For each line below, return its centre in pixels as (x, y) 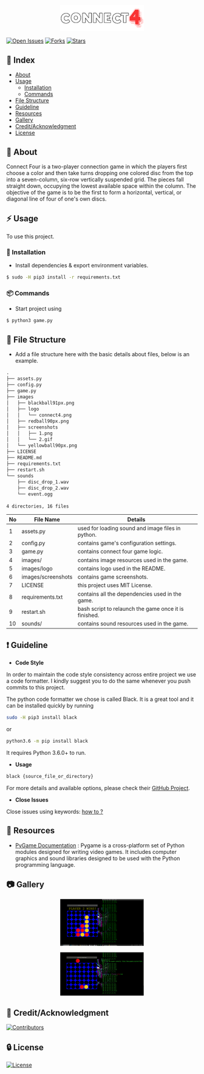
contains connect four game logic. (120, 551)
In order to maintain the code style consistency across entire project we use (101, 675)
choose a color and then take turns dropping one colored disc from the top (100, 173)
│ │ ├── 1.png (29, 433)
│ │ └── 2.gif (29, 439)
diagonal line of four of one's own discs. (56, 199)
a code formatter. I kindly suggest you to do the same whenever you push (99, 681)
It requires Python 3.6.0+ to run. (46, 753)
